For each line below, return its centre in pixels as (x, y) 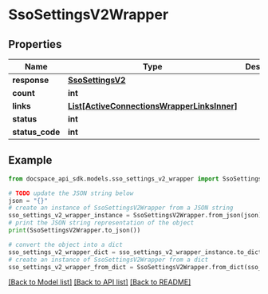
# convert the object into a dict (66, 244)
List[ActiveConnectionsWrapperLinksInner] (152, 106)
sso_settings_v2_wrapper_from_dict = (71, 267)
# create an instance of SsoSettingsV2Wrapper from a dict (108, 260)
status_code (36, 132)
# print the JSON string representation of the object (101, 223)
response (31, 80)
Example (30, 160)
